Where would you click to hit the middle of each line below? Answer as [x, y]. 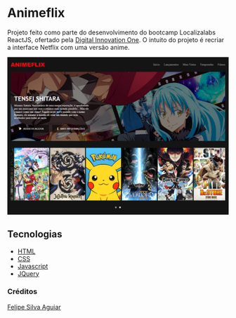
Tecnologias [35, 234]
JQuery [28, 273]
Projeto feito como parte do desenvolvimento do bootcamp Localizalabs [112, 32]
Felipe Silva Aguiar [34, 307]
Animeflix [36, 13]
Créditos [22, 291]
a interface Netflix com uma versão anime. [68, 47]
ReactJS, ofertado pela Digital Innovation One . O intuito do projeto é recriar [116, 39]
